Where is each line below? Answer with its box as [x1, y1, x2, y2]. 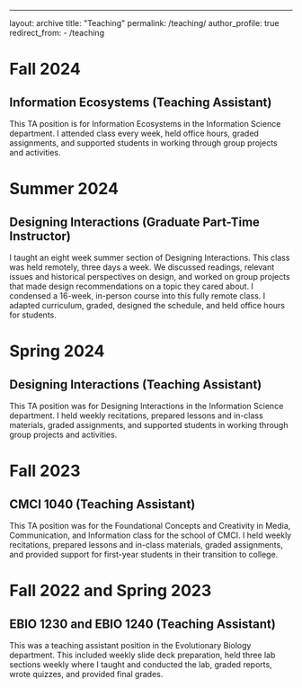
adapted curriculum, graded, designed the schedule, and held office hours [9, 300, 286, 310]
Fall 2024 [9, 59, 81, 79]
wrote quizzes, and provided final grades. [9, 669, 164, 679]
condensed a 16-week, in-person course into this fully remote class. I [9, 290, 266, 301]
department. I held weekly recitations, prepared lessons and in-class [9, 410, 263, 421]
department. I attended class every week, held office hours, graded [9, 128, 259, 138]
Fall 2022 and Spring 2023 [9, 581, 212, 601]
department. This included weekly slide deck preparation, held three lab [9, 649, 276, 660]
